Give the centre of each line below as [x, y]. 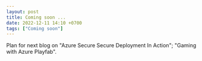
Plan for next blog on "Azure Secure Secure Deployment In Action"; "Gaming [101, 45]
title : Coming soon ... [36, 17]
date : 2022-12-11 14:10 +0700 [44, 23]
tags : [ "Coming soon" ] [35, 28]
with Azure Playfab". [32, 52]
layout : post [23, 12]
